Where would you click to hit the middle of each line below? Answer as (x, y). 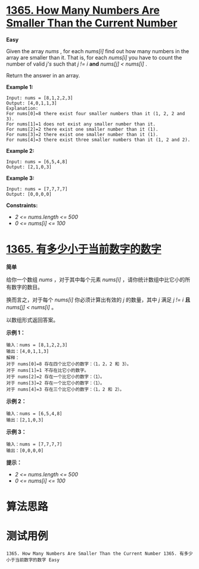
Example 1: (20, 87)
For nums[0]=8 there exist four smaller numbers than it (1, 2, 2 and (96, 113)
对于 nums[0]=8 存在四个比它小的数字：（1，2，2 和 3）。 (69, 364)
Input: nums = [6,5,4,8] (37, 162)
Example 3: (20, 178)
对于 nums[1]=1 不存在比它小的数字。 (48, 370)
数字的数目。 (27, 287)
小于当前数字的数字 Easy (33, 560)
